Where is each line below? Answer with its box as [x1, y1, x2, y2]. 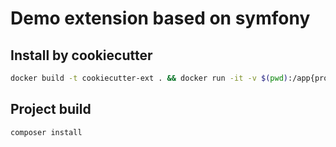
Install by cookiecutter [10, 47, 153, 64]
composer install [10, 127, 83, 137]
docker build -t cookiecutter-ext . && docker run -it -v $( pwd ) [10, 73, 288, 83]
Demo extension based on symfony [10, 7, 311, 30]
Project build [10, 101, 92, 118]
